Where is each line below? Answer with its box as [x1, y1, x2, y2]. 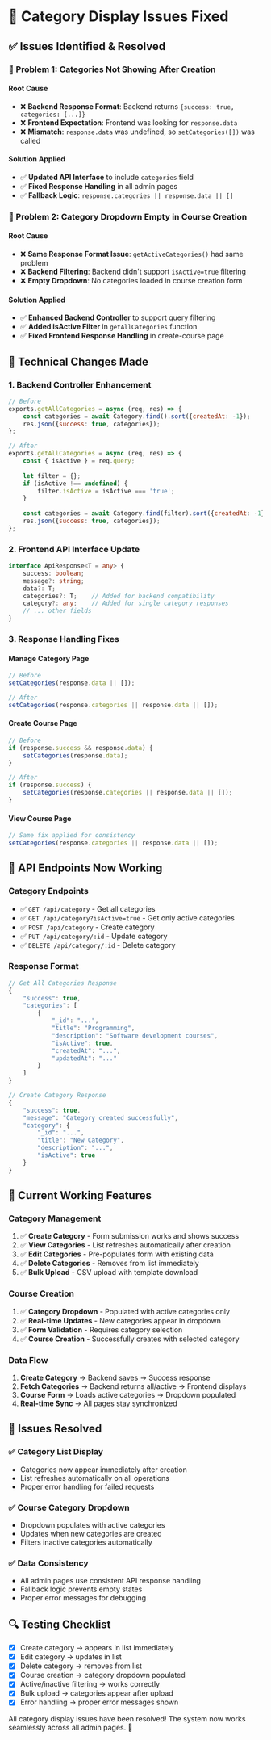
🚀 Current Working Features [8, 1189, 152, 1202]
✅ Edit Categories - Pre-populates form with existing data [19, 1249, 214, 1259]
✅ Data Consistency [8, 1558, 89, 1569]
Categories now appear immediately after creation [19, 1465, 187, 1474]
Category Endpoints [8, 886, 89, 897]
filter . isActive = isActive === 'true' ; [37, 487, 175, 495]
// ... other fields [23, 607, 92, 615]
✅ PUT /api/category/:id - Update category [19, 931, 168, 941]
